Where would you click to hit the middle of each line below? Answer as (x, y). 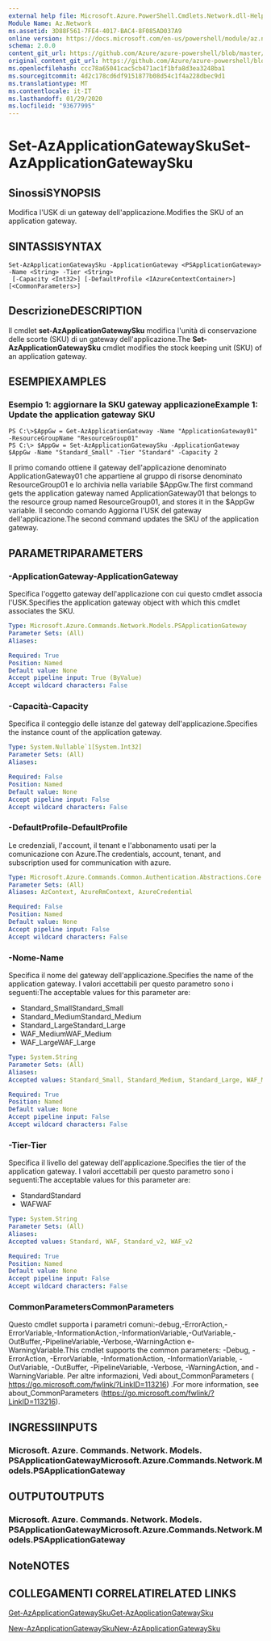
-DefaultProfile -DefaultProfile (68, 828)
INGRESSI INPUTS (53, 1427)
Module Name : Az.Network (50, 23)
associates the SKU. (42, 611)
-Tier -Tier (27, 1145)
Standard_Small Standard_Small (71, 1008)
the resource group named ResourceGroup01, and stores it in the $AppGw (132, 502)
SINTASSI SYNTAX (55, 246)
